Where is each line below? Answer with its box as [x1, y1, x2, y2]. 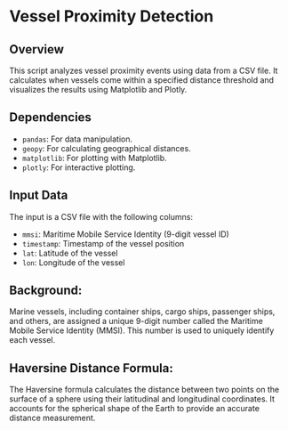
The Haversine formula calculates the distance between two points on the [9, 385, 280, 395]
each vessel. [9, 335, 56, 345]
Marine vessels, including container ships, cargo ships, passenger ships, [9, 306, 276, 317]
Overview [9, 42, 65, 57]
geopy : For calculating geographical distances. [21, 142, 191, 153]
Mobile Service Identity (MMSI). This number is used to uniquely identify [9, 325, 275, 336]
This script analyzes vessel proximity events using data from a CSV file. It [9, 65, 278, 76]
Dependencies [9, 110, 92, 126]
